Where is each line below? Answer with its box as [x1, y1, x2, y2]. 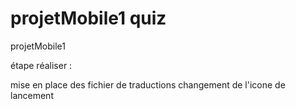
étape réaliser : [10, 59, 73, 71]
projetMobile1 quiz [10, 7, 167, 30]
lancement [10, 89, 54, 101]
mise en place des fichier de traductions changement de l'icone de [10, 78, 286, 91]
